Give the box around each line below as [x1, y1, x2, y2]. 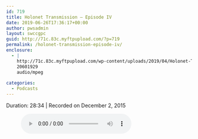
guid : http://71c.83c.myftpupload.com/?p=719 [6, 36, 120, 42]
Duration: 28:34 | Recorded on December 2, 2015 [6, 102, 126, 109]
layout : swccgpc [6, 31, 46, 37]
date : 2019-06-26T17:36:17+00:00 [6, 20, 88, 25]
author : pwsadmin [6, 25, 49, 31]
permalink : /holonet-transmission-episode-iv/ [6, 42, 123, 48]
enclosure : [6, 47, 33, 53]
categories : [6, 80, 35, 86]
